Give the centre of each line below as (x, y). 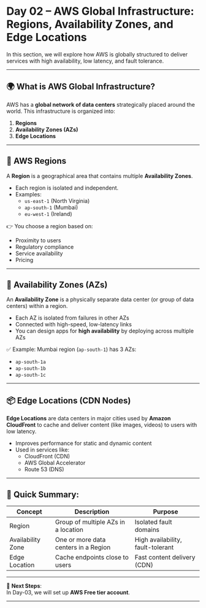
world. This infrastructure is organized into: (61, 111)
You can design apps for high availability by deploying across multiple (105, 331)
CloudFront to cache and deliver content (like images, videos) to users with (102, 425)
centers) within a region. (37, 306)
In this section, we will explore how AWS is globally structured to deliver (97, 54)
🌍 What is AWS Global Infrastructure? (81, 87)
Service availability (39, 253)
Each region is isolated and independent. (67, 188)
